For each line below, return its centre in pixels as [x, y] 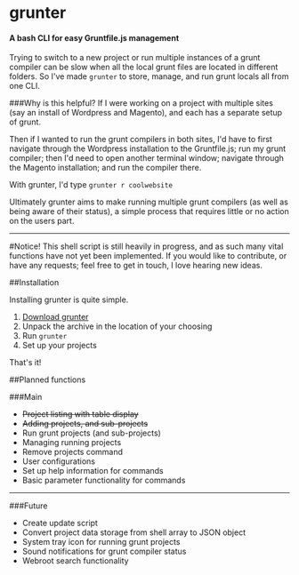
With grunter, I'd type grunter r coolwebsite [91, 185]
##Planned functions [48, 379]
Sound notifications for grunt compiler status [104, 551]
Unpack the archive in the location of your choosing [117, 326]
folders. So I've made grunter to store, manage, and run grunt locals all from [149, 76]
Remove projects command [72, 452]
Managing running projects [72, 443]
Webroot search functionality [75, 561]
